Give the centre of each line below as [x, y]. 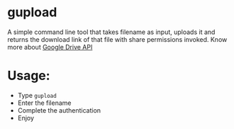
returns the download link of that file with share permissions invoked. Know [117, 39]
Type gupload [37, 95]
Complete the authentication [59, 110]
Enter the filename [44, 103]
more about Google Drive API [50, 47]
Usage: [29, 76]
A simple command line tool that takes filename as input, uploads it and [111, 32]
